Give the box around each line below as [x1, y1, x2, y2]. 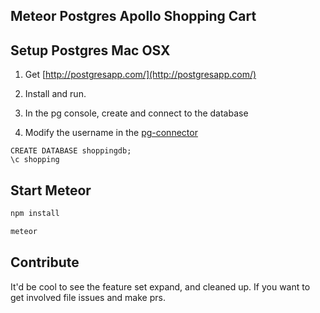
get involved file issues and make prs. [10, 291, 166, 303]
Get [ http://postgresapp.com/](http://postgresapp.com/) [24, 69, 257, 81]
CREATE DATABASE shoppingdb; [10, 146, 132, 156]
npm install [10, 209, 60, 219]
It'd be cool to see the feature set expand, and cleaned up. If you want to [10, 280, 311, 293]
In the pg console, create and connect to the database [24, 107, 249, 119]
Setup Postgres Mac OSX [10, 42, 171, 59]
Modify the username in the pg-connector [24, 127, 198, 139]
